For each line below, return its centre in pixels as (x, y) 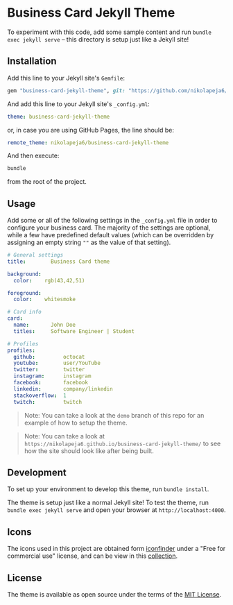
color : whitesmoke (45, 300)
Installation (32, 61)
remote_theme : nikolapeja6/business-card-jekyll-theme (88, 143)
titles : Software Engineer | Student (74, 331)
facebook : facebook (51, 383)
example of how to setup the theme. (76, 423)
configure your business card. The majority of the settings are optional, (109, 228)
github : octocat (49, 357)
